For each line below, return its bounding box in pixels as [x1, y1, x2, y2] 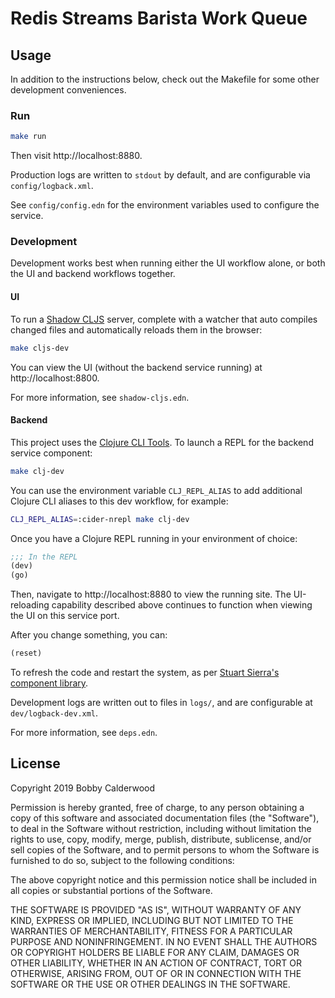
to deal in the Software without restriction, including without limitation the [10, 822, 312, 834]
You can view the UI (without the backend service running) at [10, 361, 263, 373]
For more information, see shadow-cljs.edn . [10, 391, 190, 403]
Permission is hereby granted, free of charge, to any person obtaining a [10, 801, 305, 813]
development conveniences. [10, 84, 127, 96]
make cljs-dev [10, 343, 70, 353]
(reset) [10, 648, 43, 659]
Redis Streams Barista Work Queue [10, 7, 308, 30]
